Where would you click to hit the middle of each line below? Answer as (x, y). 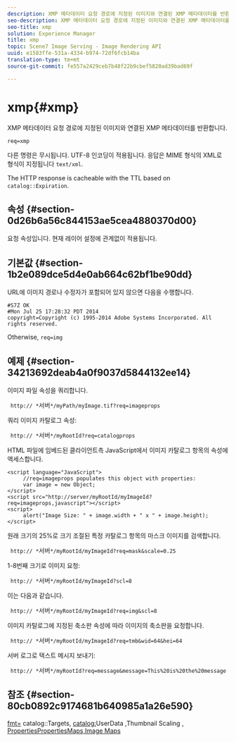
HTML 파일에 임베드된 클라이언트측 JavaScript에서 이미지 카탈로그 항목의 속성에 (118, 450)
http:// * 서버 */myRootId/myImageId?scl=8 (71, 581)
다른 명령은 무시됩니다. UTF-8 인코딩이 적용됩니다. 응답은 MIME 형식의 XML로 (115, 155)
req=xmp (19, 141)
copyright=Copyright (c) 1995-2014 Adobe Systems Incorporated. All (110, 318)
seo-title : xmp (29, 27)
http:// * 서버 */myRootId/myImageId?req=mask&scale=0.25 (93, 551)
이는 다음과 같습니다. (35, 595)
